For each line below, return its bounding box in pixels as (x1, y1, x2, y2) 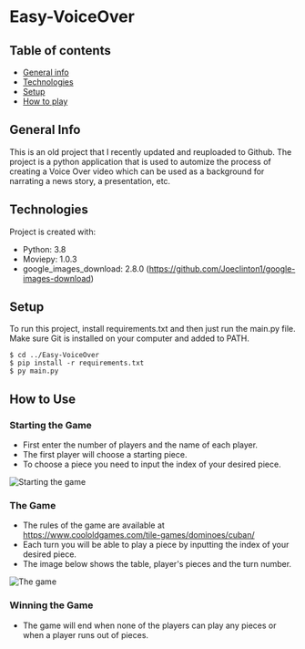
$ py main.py (9, 366, 59, 376)
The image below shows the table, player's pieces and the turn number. (22, 559, 292, 570)
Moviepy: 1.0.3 (22, 253, 77, 264)
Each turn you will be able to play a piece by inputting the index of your (22, 540, 290, 551)
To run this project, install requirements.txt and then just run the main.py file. (9, 324, 296, 335)
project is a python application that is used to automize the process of (9, 156, 271, 167)
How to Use (9, 391, 76, 407)
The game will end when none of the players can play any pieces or (22, 620, 277, 631)
